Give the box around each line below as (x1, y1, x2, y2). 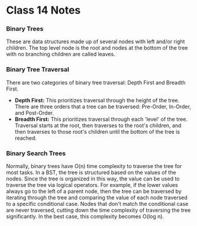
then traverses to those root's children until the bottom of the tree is (14, 128, 180, 135)
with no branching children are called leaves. (6, 51, 115, 58)
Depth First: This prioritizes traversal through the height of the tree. (14, 96, 180, 104)
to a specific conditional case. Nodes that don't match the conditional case (6, 201, 189, 208)
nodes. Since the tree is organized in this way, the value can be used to (6, 175, 180, 182)
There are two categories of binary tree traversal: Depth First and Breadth (6, 79, 186, 86)
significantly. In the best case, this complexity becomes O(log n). (6, 213, 164, 220)
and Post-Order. (14, 109, 54, 116)
